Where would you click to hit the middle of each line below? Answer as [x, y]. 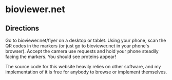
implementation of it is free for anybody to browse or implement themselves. [86, 72]
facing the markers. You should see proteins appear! [61, 57]
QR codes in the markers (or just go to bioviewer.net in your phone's [78, 46]
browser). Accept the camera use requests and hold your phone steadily [82, 51]
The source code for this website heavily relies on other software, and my [83, 66]
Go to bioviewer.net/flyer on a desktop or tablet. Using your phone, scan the [86, 40]
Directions [22, 28]
